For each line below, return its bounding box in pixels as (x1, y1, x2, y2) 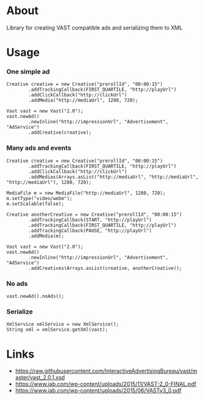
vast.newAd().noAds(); (6, 293, 64, 299)
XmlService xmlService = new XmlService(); (6, 321, 119, 328)
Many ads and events (6, 144, 72, 152)
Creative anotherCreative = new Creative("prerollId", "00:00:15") (6, 211, 183, 218)
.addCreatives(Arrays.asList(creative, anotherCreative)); (28, 265, 183, 271)
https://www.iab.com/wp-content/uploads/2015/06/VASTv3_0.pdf (15, 387, 182, 394)
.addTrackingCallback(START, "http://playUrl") (28, 217, 152, 223)
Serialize (6, 307, 33, 316)
